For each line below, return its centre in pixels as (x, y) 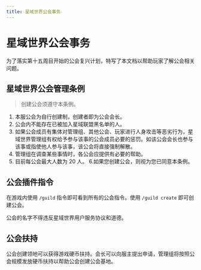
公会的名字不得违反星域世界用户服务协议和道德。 (66, 218)
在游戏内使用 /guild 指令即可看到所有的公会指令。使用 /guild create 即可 (98, 198)
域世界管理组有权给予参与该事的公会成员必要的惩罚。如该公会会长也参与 (104, 139)
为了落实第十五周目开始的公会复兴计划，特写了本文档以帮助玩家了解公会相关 (100, 61)
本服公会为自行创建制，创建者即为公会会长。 (70, 117)
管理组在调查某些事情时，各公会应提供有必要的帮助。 (80, 154)
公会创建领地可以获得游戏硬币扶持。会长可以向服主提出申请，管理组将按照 (98, 254)
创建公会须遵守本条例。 (50, 104)
